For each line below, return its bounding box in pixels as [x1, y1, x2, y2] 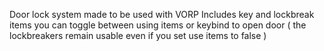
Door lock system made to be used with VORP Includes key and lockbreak [9, 9, 315, 20]
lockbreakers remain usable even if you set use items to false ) [9, 30, 267, 41]
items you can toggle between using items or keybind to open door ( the [9, 19, 307, 31]
